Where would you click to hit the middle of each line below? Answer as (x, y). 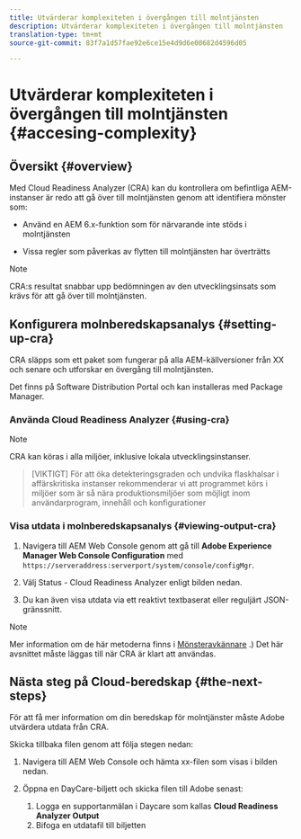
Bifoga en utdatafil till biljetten (91, 826)
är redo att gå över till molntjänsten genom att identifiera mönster (166, 198)
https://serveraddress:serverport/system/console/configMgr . (138, 565)
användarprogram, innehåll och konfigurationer (119, 503)
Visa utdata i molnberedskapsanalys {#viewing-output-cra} (143, 526)
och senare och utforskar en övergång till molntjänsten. (111, 370)
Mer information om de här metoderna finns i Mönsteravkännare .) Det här (146, 644)
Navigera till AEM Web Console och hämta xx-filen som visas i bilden (150, 762)
